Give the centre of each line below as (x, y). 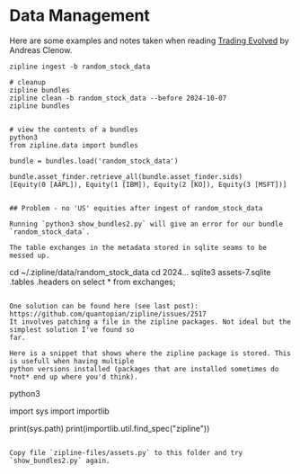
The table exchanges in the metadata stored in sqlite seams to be (138, 247)
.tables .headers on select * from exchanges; (93, 282)
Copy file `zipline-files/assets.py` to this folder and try (126, 452)
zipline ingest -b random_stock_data (80, 67)
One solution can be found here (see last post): (104, 306)
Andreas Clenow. (41, 49)
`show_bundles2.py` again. (60, 461)
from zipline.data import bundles (74, 145)
